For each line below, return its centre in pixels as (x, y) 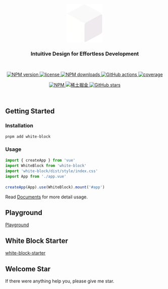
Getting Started (30, 111)
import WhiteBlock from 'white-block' (46, 166)
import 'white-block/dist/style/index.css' (52, 171)
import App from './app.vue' (36, 176)
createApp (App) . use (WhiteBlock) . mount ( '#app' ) (55, 187)
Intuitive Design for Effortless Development (85, 54)
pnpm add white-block (28, 136)
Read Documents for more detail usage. (47, 197)
